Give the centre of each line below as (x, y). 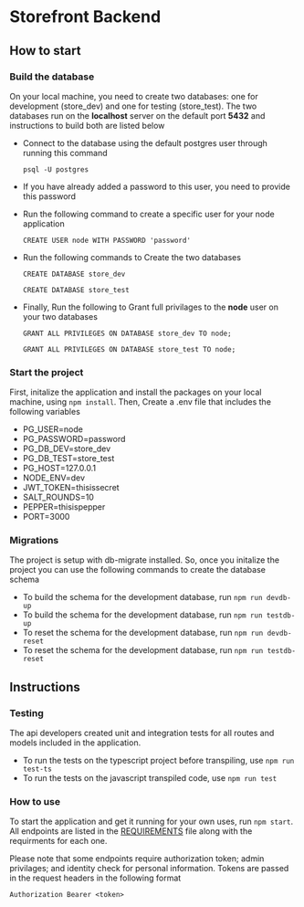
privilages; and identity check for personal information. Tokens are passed (149, 869)
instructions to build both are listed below (87, 125)
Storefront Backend (85, 17)
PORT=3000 (46, 517)
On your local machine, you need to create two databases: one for (134, 96)
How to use (35, 802)
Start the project (47, 372)
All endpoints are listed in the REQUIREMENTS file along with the (131, 831)
